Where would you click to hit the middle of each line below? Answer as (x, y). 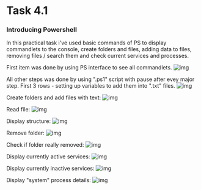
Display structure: (28, 121)
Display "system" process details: (49, 180)
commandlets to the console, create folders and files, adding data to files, (99, 49)
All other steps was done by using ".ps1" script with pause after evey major (100, 79)
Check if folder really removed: (45, 145)
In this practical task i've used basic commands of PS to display (86, 43)
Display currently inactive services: (50, 169)
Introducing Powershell (42, 30)
